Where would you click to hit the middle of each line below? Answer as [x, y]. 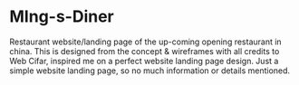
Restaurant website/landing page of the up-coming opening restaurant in [146, 42]
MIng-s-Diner [62, 17]
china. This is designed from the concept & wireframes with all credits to [145, 51]
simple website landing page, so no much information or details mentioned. [150, 71]
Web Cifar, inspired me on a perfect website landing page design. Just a [144, 61]
